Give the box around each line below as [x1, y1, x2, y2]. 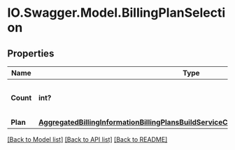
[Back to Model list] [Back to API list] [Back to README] [7, 135, 168, 144]
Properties [7, 47, 55, 59]
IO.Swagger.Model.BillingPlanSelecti [7, 5, 226, 21]
